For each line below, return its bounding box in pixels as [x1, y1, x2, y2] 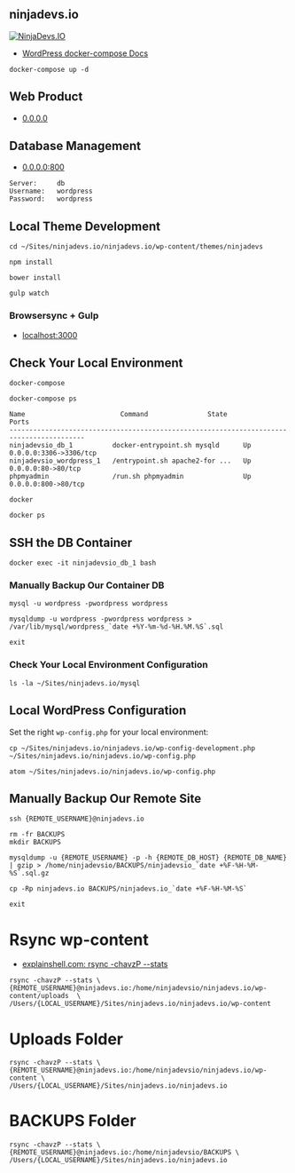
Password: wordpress [9, 194, 93, 203]
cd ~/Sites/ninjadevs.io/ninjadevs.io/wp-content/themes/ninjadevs [9, 242, 264, 251]
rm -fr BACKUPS [9, 830, 66, 839]
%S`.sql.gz [9, 869, 50, 878]
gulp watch [9, 289, 50, 298]
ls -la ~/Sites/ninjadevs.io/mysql [9, 678, 141, 687]
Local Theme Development [9, 218, 161, 234]
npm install [9, 258, 53, 267]
